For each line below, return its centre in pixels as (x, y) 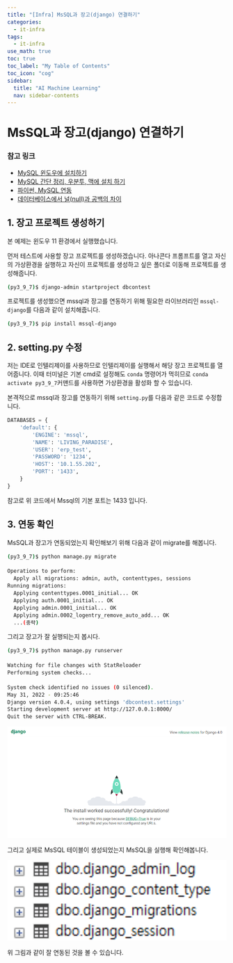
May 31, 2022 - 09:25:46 (43, 695)
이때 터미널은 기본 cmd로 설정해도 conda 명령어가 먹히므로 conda (121, 374)
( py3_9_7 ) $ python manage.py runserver (65, 651)
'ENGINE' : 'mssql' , (61, 435)
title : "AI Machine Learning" (57, 88)
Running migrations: (37, 586)
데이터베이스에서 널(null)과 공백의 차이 (69, 199)
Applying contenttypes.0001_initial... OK (76, 593)
